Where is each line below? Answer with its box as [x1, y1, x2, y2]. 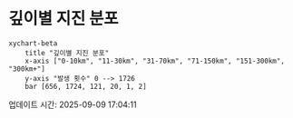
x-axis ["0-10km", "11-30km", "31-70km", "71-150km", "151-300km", [24, 56, 285, 65]
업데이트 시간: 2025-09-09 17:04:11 [8, 99, 137, 110]
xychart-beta [8, 38, 58, 48]
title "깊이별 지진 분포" [24, 48, 110, 57]
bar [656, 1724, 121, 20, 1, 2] [24, 82, 147, 91]
